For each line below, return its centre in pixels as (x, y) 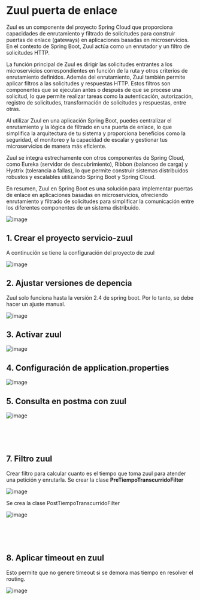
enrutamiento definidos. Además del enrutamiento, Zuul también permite (96, 77)
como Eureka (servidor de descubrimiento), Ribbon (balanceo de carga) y (97, 164)
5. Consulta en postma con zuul (66, 401)
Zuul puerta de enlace (62, 11)
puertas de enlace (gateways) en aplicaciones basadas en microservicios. (98, 40)
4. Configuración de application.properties (88, 368)
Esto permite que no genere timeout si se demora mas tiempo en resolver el (100, 572)
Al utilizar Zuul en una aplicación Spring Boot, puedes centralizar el (89, 120)
